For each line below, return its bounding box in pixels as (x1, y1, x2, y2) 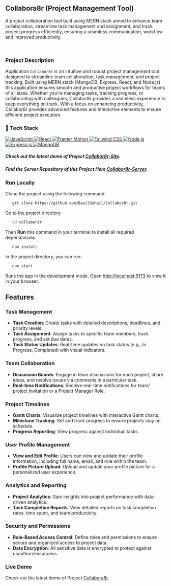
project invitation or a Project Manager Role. (12, 388, 105, 394)
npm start (12, 263, 33, 268)
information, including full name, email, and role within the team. (12, 458, 148, 464)
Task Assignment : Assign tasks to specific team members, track (12, 331, 149, 337)
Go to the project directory (5, 210, 61, 216)
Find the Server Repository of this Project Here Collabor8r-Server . (5, 166, 148, 172)
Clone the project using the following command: (5, 191, 106, 197)
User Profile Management (5, 441, 70, 448)
